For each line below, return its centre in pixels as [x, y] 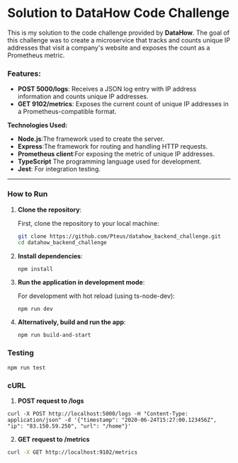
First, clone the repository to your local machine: [88, 223]
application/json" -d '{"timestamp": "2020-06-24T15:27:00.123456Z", [112, 420]
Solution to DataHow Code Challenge [119, 13]
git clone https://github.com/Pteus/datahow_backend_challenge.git [119, 236]
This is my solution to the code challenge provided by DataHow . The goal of [119, 33]
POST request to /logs [51, 401]
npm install [35, 269]
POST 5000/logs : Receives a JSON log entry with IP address [107, 89]
